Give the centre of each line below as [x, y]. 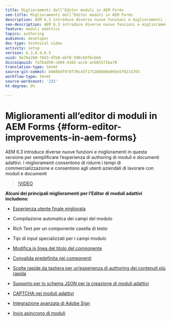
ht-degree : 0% [20, 86]
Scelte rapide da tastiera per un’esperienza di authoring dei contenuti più [89, 268]
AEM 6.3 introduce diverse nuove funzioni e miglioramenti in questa [76, 152]
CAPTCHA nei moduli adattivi [43, 293]
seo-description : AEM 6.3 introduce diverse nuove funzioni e [73, 24]
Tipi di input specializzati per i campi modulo [60, 238]
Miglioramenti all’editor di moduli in [81, 116]
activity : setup [22, 48]
